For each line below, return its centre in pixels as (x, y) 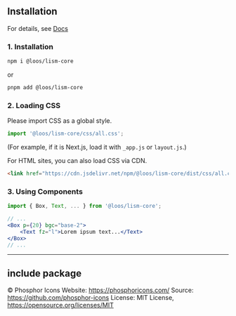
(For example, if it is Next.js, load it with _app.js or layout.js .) (97, 147)
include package (45, 273)
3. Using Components (45, 191)
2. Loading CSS (34, 105)
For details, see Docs (38, 28)
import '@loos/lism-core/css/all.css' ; (66, 134)
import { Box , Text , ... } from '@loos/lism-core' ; (84, 206)
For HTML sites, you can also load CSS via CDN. (77, 161)
